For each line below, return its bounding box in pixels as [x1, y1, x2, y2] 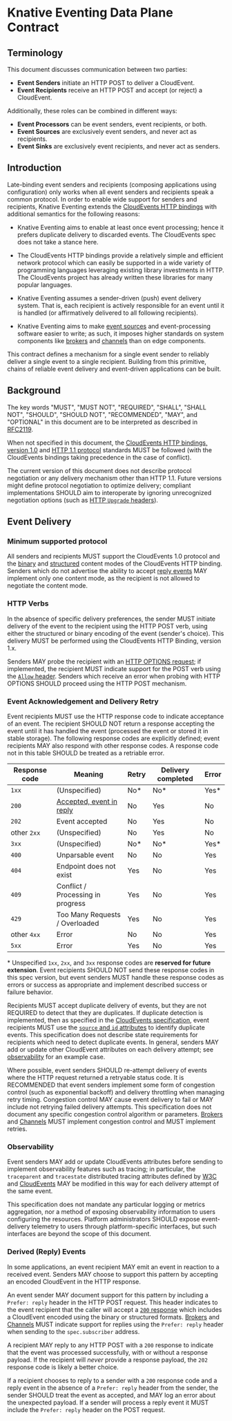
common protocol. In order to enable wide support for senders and [7, 195, 197, 203]
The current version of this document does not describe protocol [7, 466, 192, 474]
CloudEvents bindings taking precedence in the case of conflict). [7, 453, 192, 461]
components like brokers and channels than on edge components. [17, 336, 206, 345]
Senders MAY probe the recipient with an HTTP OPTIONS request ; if [7, 657, 202, 666]
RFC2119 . [7, 425, 33, 433]
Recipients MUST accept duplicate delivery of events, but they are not [7, 1001, 207, 1009]
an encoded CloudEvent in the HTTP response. [7, 1277, 142, 1286]
